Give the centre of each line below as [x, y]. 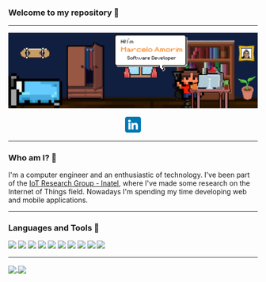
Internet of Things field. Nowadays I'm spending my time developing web [127, 192]
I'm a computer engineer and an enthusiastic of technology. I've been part [129, 175]
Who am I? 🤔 [32, 157]
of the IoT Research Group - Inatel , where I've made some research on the [129, 183]
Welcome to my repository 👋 [64, 13]
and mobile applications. [48, 200]
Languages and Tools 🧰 [54, 228]
